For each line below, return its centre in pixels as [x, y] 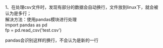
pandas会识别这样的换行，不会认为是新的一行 [52, 40]
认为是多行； [18, 13]
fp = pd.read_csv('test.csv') [33, 30]
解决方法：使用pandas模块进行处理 [41, 19]
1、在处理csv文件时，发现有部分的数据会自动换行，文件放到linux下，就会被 [82, 7]
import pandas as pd [26, 25]
